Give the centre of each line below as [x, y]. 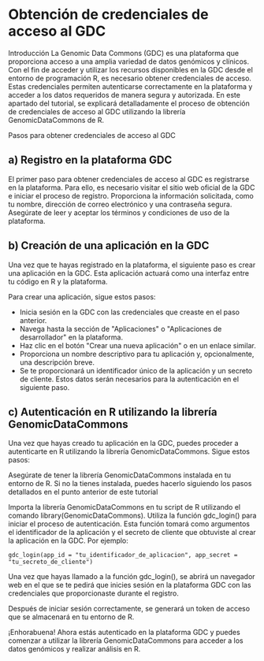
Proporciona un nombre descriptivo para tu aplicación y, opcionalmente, [137, 354]
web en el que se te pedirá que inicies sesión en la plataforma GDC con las [130, 585]
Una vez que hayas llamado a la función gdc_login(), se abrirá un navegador [132, 577]
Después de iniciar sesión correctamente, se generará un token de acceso [129, 609]
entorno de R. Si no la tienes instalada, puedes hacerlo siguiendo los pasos [130, 484]
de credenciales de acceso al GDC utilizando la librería [97, 111]
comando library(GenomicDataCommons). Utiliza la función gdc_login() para [132, 516]
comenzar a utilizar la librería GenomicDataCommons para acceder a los [126, 641]
